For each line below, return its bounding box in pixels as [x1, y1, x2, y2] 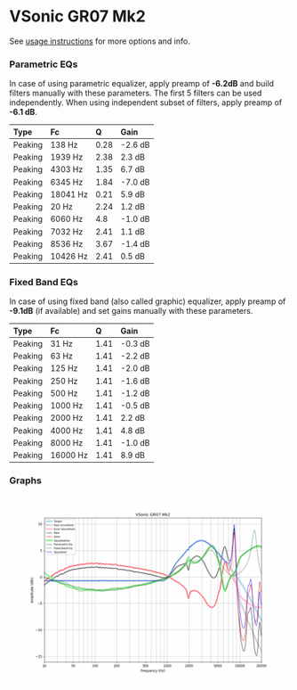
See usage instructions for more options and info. [9, 36, 191, 46]
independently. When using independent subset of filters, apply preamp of [9, 97, 283, 108]
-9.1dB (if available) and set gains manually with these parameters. [9, 306, 253, 316]
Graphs [9, 474, 42, 487]
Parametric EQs [9, 58, 78, 70]
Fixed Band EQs [9, 275, 78, 288]
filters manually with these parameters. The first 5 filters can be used [9, 87, 262, 99]
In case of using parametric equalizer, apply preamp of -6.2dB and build [9, 78, 274, 89]
